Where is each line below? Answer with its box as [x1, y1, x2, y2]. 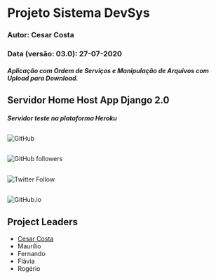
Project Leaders [7, 216, 79, 228]
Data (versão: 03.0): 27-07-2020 [7, 49, 123, 59]
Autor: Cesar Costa [7, 30, 75, 40]
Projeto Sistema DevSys [7, 5, 150, 21]
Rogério [17, 264, 41, 272]
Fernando [17, 249, 46, 257]
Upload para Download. [7, 74, 79, 82]
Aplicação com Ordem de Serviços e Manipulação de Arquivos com [7, 66, 209, 75]
